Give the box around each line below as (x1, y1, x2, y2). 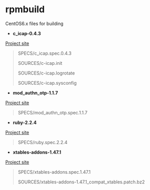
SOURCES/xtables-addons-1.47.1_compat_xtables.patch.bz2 (17, 179, 145, 185)
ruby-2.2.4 (12, 119, 37, 126)
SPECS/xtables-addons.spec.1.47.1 (17, 169, 91, 175)
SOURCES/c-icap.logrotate (17, 70, 75, 76)
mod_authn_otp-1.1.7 (12, 89, 58, 96)
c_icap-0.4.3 (12, 30, 41, 36)
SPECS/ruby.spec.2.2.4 (17, 139, 68, 145)
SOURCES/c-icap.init (17, 60, 62, 66)
